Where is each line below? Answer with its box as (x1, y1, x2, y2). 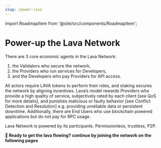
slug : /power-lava (5, 7, 42, 12)
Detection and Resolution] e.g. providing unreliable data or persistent (5, 103, 143, 109)
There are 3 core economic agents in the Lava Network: (5, 53, 117, 59)
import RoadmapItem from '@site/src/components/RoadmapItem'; (5, 20, 137, 26)
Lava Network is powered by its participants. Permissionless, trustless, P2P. (5, 123, 157, 129)
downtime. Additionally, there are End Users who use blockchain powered (5, 108, 153, 114)
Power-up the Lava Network (5, 37, 120, 49)
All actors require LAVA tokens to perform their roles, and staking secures (5, 82, 152, 88)
